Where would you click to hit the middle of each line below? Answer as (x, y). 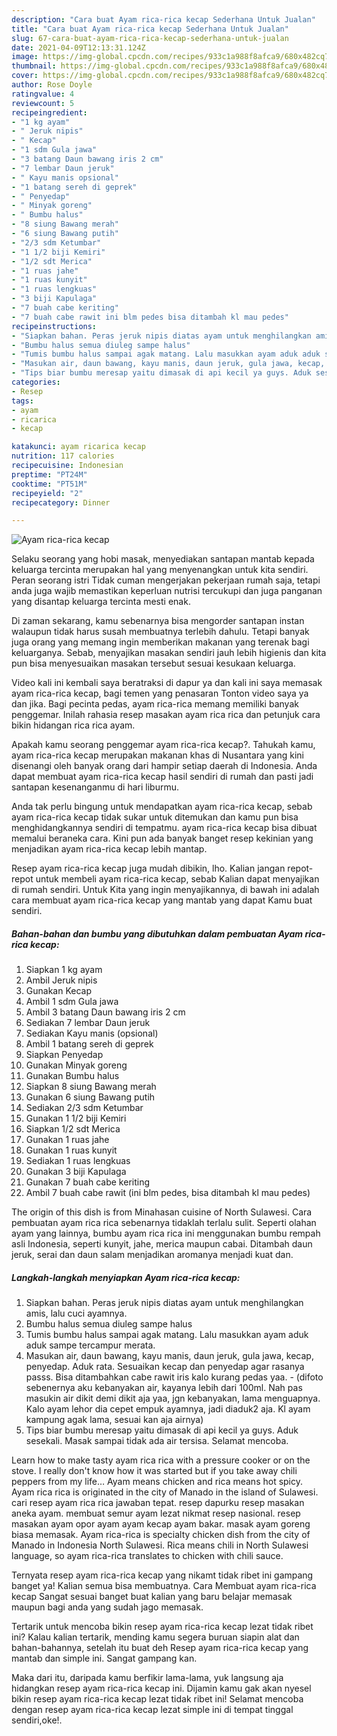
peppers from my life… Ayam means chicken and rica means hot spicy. (157, 1482)
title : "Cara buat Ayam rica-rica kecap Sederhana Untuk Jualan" (150, 29)
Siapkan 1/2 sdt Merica (73, 1129)
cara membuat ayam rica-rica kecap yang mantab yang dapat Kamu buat (162, 900)
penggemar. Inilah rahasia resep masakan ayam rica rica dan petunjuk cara (166, 715)
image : (25, 57)
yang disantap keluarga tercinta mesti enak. (101, 602)
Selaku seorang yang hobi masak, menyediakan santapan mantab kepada (163, 559)
